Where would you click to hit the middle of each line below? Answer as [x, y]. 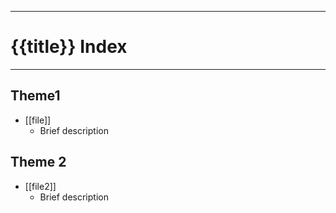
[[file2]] [40, 186]
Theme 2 [38, 162]
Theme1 [35, 96]
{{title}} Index [69, 47]
